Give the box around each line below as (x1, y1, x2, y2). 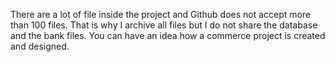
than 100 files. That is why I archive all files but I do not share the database (10, 19, 318, 31)
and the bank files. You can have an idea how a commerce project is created (10, 30, 326, 41)
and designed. (10, 40, 70, 52)
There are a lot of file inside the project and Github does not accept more (10, 9, 312, 20)
